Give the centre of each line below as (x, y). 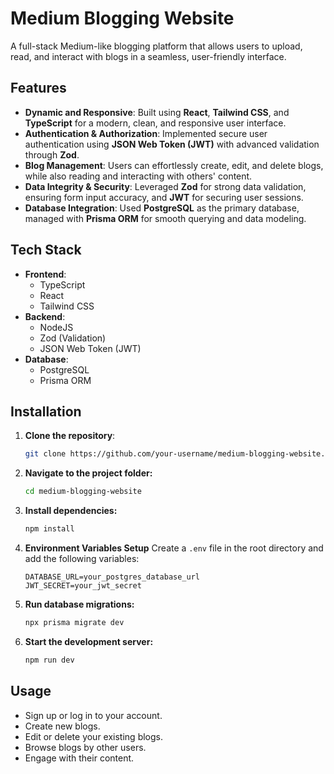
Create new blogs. (62, 726)
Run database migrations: (79, 604)
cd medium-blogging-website (83, 492)
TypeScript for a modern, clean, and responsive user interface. (155, 123)
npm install (49, 529)
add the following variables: (82, 558)
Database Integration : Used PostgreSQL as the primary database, (162, 208)
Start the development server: (89, 641)
